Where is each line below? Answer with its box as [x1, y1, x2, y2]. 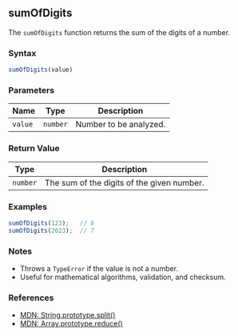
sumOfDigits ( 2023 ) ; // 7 [8, 226, 94, 234]
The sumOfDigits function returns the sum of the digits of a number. [8, 27, 230, 37]
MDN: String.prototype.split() [19, 310, 116, 320]
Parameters [8, 84, 54, 95]
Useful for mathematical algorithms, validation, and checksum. [19, 272, 226, 282]
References [8, 292, 54, 303]
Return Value [8, 143, 60, 154]
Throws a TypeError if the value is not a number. [19, 263, 178, 273]
